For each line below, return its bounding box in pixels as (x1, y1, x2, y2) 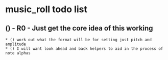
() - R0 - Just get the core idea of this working (5, 24, 153, 33)
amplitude (5, 42, 27, 47)
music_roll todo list (5, 4, 88, 15)
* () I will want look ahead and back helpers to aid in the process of (5, 46, 163, 51)
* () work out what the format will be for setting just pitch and (5, 37, 152, 42)
